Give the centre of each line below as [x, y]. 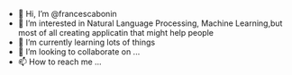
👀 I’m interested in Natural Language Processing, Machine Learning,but [150, 23]
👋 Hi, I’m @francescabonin [67, 14]
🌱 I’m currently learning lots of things [87, 42]
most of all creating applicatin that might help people [116, 33]
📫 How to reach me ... [59, 62]
